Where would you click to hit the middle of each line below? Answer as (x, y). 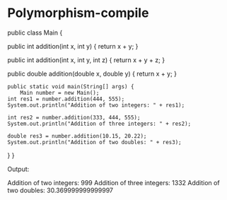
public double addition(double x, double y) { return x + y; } (92, 73)
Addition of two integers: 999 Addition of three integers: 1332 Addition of (114, 182)
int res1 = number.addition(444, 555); (66, 99)
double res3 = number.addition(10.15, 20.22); (77, 136)
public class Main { (35, 33)
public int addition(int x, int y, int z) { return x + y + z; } (86, 60)
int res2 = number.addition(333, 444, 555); (74, 117)
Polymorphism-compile (78, 13)
